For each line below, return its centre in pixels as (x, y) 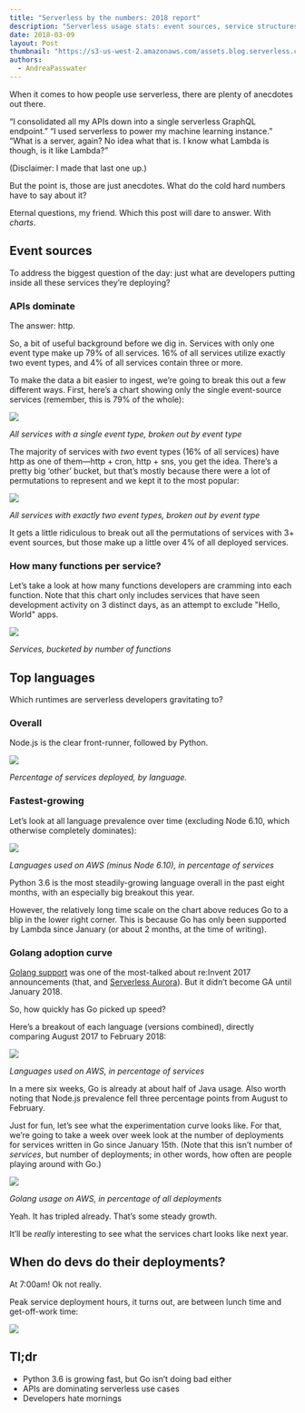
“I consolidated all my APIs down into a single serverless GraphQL (133, 121)
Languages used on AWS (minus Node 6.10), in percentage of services (142, 865)
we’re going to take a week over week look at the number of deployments (147, 1134)
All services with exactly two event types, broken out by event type (135, 515)
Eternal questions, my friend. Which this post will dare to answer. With (140, 212)
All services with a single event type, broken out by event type (126, 434)
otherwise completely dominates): (73, 830)
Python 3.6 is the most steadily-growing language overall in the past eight (147, 882)
